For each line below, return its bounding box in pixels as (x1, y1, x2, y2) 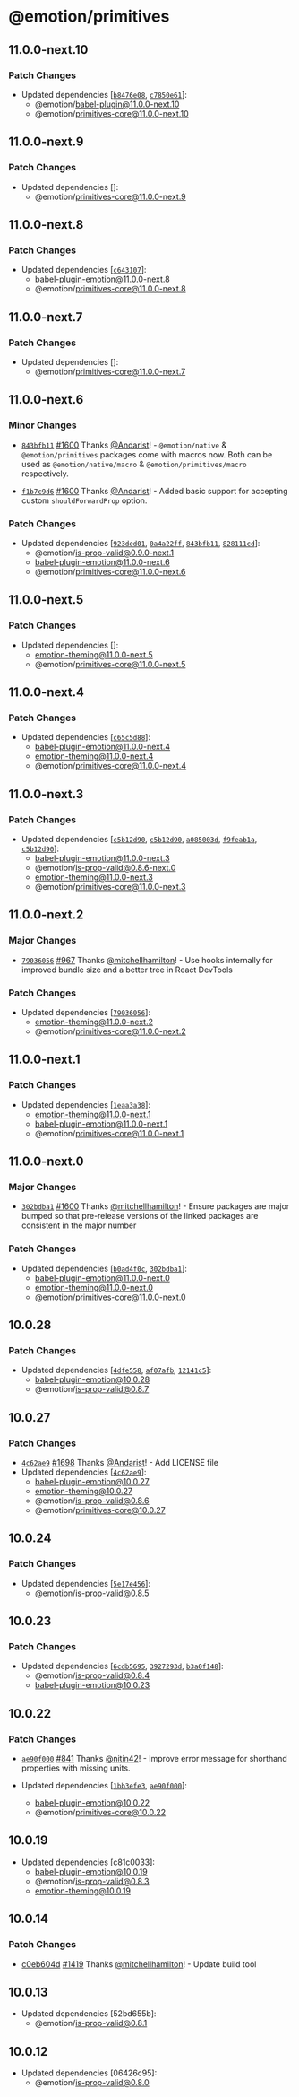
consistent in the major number (21, 1220, 137, 1231)
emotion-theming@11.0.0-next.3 (34, 872, 153, 883)
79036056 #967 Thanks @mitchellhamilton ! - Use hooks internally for (21, 954, 274, 965)
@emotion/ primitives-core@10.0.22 (34, 1807, 167, 1818)
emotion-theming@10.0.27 (34, 1486, 133, 1497)
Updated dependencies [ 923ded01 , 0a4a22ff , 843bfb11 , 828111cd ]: (21, 537, 261, 548)
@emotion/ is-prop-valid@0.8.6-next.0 (34, 862, 176, 873)
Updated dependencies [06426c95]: (21, 2067, 158, 2078)
